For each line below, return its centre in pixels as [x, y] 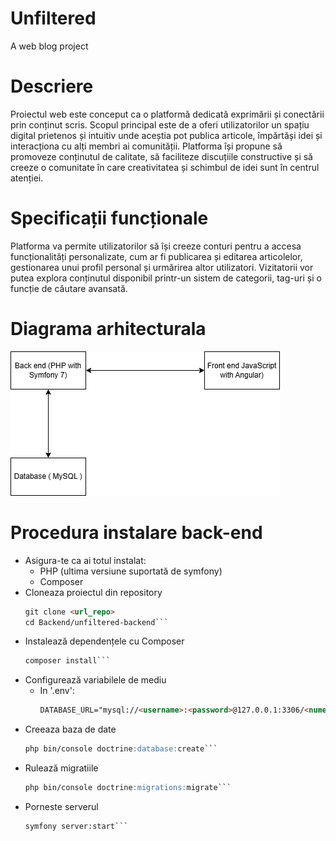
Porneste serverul [61, 806]
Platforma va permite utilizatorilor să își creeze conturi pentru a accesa [156, 246]
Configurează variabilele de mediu [95, 680]
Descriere [52, 86]
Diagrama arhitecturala [108, 329]
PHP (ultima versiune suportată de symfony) [131, 571]
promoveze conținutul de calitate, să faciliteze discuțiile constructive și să [161, 156]
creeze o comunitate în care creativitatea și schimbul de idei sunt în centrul [165, 167]
